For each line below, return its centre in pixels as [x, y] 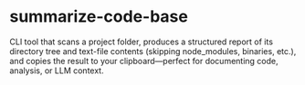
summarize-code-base [99, 17]
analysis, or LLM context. [57, 71]
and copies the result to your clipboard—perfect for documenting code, [144, 61]
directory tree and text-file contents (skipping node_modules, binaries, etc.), [153, 51]
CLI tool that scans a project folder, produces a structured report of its [142, 42]
